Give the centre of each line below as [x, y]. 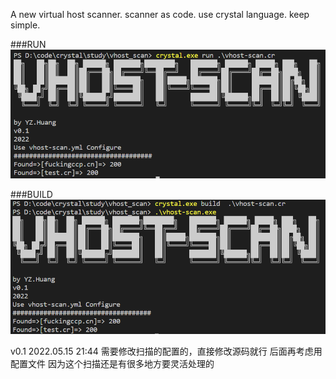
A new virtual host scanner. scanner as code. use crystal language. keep [160, 14]
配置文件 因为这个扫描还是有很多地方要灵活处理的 [112, 363]
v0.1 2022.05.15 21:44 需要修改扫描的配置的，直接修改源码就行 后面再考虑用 [166, 351]
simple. [25, 25]
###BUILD [31, 195]
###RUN [28, 44]
